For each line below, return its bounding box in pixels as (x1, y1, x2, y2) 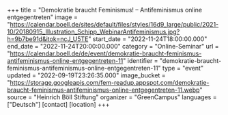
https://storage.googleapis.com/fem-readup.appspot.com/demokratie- (10, 79, 210, 86)
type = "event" (162, 64, 203, 72)
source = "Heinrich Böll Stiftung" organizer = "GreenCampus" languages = (7, 93, 217, 101)
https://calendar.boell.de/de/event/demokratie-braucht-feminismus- (10, 49, 202, 57)
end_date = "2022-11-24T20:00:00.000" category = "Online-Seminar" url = (7, 42, 220, 50)
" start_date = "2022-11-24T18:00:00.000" (88, 35, 208, 43)
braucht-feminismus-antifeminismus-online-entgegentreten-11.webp (7, 86, 200, 94)
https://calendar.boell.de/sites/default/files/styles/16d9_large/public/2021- (10, 21, 219, 28)
